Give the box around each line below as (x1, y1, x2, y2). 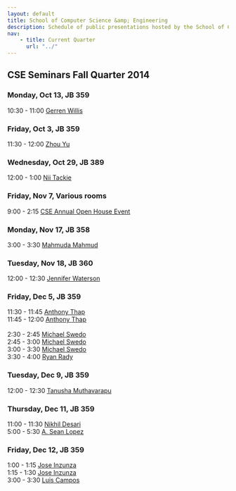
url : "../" (25, 43, 58, 50)
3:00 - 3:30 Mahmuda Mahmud (7, 240, 98, 249)
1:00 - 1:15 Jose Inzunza (7, 461, 77, 469)
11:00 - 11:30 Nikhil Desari (7, 420, 81, 428)
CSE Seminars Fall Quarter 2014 (7, 69, 150, 81)
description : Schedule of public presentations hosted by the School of (7, 23, 225, 30)
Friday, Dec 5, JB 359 (7, 292, 81, 302)
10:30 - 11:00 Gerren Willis (7, 106, 83, 115)
